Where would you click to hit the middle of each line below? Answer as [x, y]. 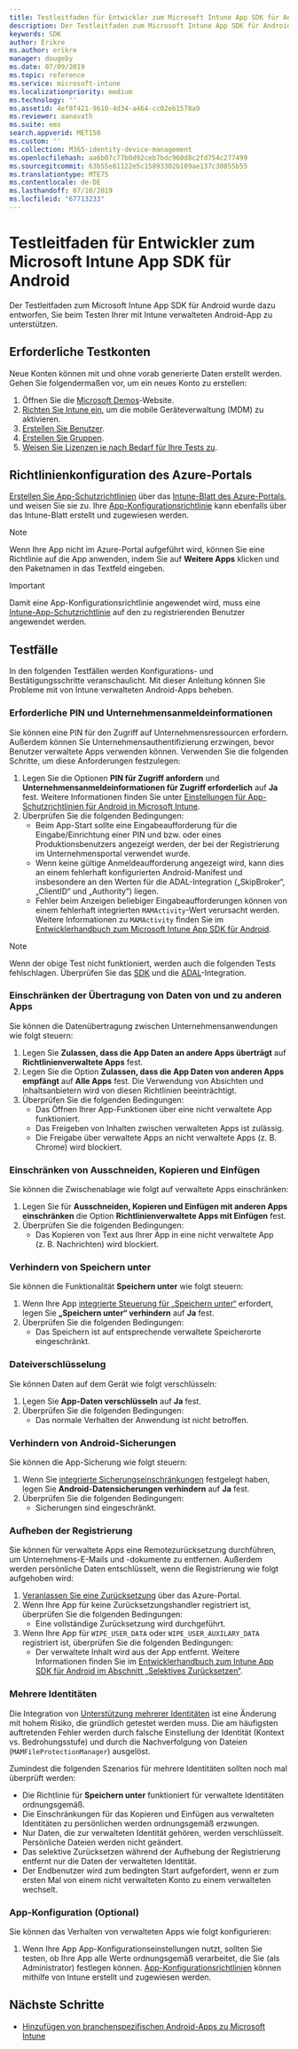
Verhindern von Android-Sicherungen [93, 1443]
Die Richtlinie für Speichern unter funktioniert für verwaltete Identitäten [153, 1795]
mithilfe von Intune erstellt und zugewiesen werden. [117, 1977]
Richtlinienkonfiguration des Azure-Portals [131, 475]
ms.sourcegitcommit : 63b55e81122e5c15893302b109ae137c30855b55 [129, 166]
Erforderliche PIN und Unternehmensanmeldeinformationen [141, 713]
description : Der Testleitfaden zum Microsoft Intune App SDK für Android [150, 26]
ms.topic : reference [47, 75]
